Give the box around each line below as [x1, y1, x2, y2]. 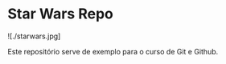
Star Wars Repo [7, 5, 113, 23]
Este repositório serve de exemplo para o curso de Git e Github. [7, 46, 219, 56]
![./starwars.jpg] [7, 31, 61, 41]
